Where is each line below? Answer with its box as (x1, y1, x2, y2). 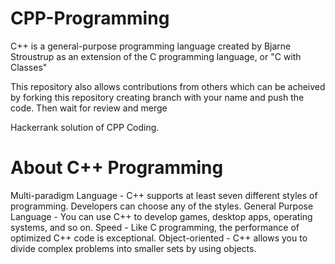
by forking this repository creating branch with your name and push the (10, 91, 305, 103)
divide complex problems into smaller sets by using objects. (10, 242, 257, 254)
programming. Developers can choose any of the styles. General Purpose (10, 200, 314, 212)
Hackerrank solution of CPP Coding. (10, 121, 160, 133)
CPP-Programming (10, 7, 170, 30)
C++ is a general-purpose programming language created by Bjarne (10, 40, 292, 52)
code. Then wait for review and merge (10, 102, 168, 114)
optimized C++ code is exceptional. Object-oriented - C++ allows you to (10, 232, 308, 244)
